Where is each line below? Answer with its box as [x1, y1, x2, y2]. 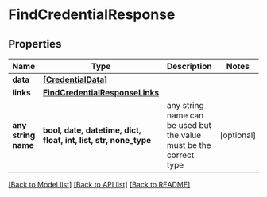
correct [166, 149, 195, 160]
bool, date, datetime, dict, [42, 125, 141, 136]
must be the [166, 140, 212, 150]
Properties [8, 37, 62, 51]
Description [166, 61, 212, 71]
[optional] [219, 129, 257, 141]
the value [166, 129, 202, 141]
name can [166, 110, 204, 121]
